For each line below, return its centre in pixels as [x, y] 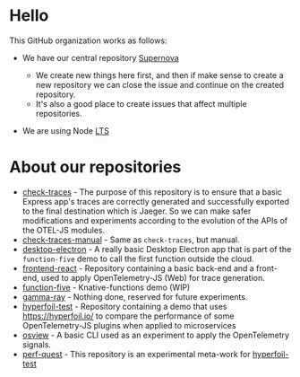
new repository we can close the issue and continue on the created [160, 84]
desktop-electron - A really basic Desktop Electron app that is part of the [157, 249]
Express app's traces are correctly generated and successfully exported [155, 201]
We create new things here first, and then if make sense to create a [159, 75]
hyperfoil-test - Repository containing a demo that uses [124, 306]
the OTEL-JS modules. [64, 230]
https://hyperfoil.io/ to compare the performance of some [128, 316]
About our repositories [95, 167]
